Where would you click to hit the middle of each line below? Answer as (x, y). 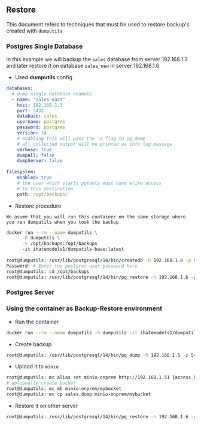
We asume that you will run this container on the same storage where (96, 217)
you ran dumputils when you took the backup (63, 222)
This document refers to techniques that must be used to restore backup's (98, 24)
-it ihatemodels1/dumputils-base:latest (73, 249)
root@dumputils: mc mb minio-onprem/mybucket (64, 389)
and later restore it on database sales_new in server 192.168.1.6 (83, 66)
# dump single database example (52, 94)
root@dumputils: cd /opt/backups (48, 271)
